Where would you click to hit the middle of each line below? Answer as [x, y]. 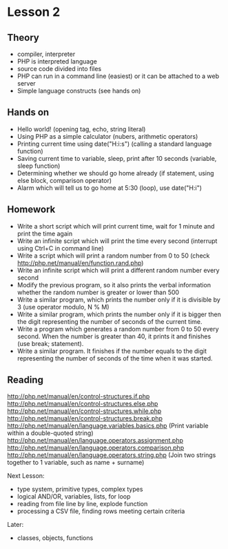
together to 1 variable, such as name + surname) [76, 463]
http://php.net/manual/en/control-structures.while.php [84, 411]
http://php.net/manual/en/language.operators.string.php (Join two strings [112, 455]
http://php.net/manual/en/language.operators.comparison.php [96, 448]
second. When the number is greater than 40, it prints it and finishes [114, 336]
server [26, 83]
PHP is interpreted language [57, 61]
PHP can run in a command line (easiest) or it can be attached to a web [118, 76]
